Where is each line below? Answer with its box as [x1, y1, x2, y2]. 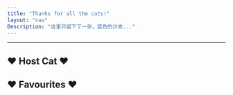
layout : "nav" [7, 17, 49, 24]
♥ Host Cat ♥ [7, 55, 69, 67]
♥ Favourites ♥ [7, 79, 78, 91]
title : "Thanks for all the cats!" [7, 10, 110, 17]
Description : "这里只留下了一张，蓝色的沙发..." [7, 23, 136, 30]
